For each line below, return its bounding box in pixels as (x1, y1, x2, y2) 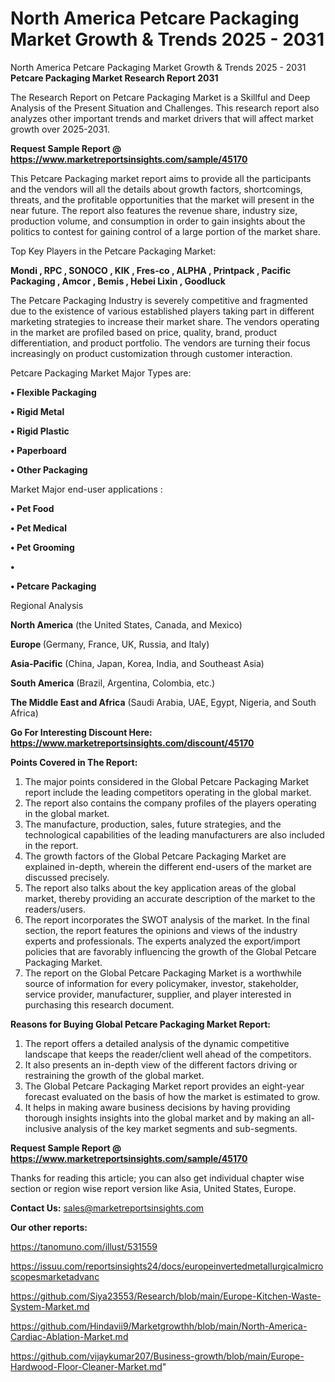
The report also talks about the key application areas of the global (24, 882, 297, 894)
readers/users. (24, 903, 86, 915)
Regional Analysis (10, 599, 84, 611)
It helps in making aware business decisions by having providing (24, 1101, 291, 1113)
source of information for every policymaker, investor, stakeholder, (24, 977, 299, 989)
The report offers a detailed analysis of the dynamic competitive (24, 1037, 290, 1049)
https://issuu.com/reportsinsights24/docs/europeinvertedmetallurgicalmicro (10, 1260, 324, 1272)
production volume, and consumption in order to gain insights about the (10, 215, 306, 227)
